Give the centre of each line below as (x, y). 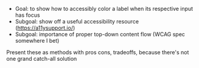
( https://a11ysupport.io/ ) (45, 28)
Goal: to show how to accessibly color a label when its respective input (104, 9)
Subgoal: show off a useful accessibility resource (77, 21)
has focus (28, 15)
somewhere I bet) (37, 41)
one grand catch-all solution (42, 59)
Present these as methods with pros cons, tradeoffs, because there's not (98, 52)
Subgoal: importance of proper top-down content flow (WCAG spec (100, 34)
